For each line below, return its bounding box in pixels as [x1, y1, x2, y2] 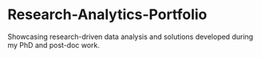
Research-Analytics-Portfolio [7, 6, 208, 24]
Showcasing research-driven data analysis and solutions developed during [7, 32, 254, 41]
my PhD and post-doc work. [7, 40, 101, 49]
